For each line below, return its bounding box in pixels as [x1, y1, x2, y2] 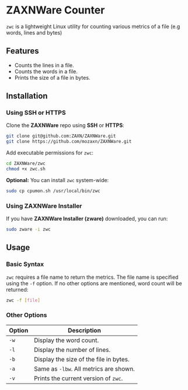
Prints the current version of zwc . [34, 374, 123, 382]
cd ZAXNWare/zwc [6, 160, 46, 167]
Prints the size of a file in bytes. [14, 74, 90, 81]
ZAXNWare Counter [6, 4, 105, 17]
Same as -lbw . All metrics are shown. [34, 364, 135, 372]
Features [6, 46, 39, 56]
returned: [6, 286, 29, 293]
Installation [6, 91, 48, 101]
